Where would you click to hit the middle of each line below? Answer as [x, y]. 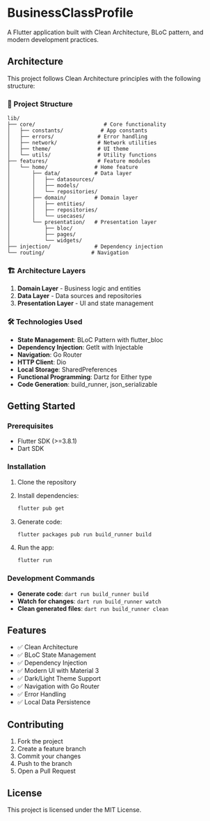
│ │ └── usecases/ [46, 216]
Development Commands [51, 579]
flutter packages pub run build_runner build [84, 534]
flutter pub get [41, 508]
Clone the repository [47, 482]
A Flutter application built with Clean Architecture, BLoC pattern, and [105, 32]
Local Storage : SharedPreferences [67, 369]
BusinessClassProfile [70, 13]
